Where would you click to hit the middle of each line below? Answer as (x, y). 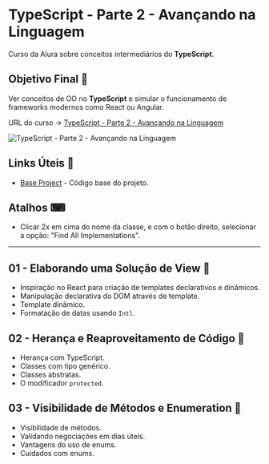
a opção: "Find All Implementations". (80, 236)
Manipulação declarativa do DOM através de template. (110, 296)
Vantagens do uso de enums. (68, 444)
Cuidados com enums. (57, 453)
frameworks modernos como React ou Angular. (86, 107)
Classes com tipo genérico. (65, 366)
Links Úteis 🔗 (41, 163)
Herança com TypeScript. (62, 357)
